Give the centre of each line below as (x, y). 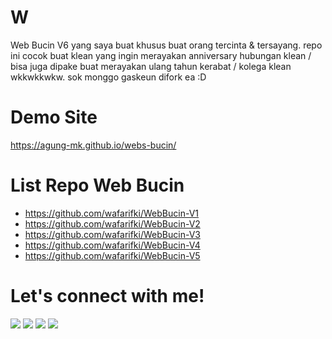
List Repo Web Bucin (97, 185)
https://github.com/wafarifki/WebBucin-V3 (112, 234)
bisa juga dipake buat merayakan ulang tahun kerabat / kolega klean (151, 66)
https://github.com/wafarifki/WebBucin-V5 (112, 255)
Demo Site (54, 117)
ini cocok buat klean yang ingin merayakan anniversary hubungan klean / (161, 55)
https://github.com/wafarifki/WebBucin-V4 (112, 245)
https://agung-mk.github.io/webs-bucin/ (93, 145)
